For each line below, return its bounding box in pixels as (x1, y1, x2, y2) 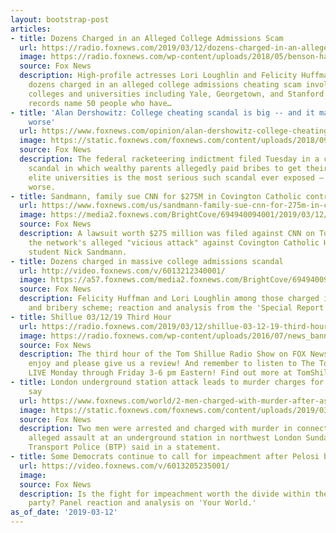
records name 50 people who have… (28, 98, 172, 108)
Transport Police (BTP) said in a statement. (28, 442, 222, 453)
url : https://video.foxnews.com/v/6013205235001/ (19, 461, 230, 471)
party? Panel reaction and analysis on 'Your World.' (28, 498, 257, 508)
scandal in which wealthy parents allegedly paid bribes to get (28, 163, 302, 173)
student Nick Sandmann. (28, 247, 128, 257)
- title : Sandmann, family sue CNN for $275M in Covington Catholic (10, 191, 302, 201)
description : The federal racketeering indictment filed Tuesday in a (19, 154, 320, 164)
